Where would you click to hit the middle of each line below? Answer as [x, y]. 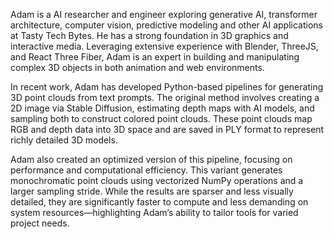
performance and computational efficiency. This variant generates [146, 170]
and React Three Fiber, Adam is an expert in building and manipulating [155, 57]
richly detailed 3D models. [64, 140]
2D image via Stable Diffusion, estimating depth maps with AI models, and [162, 108]
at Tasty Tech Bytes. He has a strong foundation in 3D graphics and [149, 35]
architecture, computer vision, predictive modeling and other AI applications [166, 25]
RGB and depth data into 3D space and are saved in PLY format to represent [167, 129]
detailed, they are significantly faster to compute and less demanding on [159, 202]
